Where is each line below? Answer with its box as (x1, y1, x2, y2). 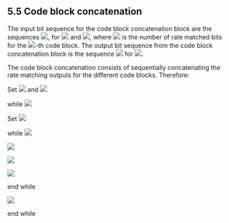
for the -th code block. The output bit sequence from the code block (7, 41, 213, 49)
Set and (7, 85, 39, 94)
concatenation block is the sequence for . (7, 49, 144, 58)
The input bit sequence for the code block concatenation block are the (7, 24, 213, 32)
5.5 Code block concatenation (7, 6, 142, 18)
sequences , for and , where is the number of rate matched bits (7, 32, 223, 41)
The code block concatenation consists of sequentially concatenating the (7, 63, 221, 71)
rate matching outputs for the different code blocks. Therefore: (7, 71, 190, 79)
